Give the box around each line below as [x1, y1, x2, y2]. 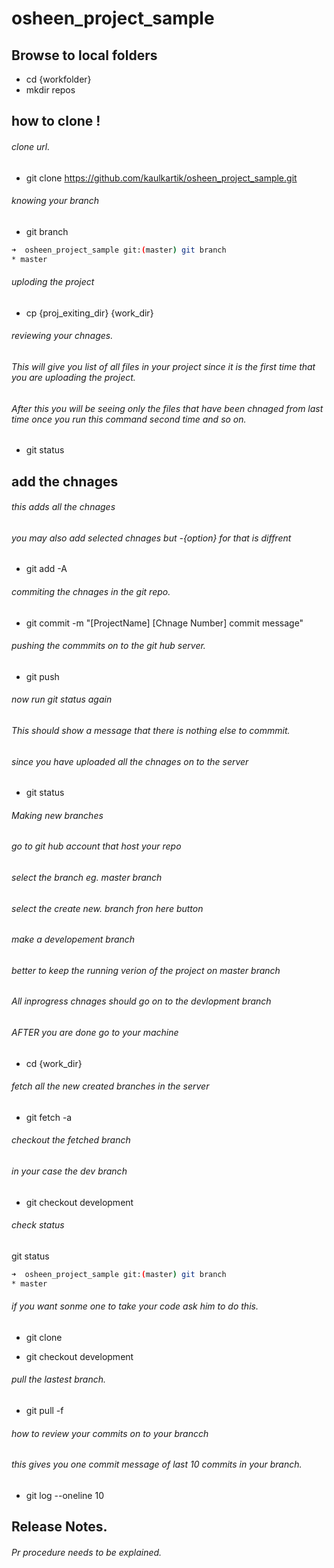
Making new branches [11, 809, 104, 821]
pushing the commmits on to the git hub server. [11, 640, 206, 652]
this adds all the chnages [11, 501, 116, 513]
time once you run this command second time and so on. [11, 413, 247, 425]
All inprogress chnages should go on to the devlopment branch [11, 995, 272, 1007]
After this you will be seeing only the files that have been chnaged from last [11, 402, 324, 414]
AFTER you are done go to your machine [11, 1027, 179, 1039]
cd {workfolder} [25, 73, 92, 85]
